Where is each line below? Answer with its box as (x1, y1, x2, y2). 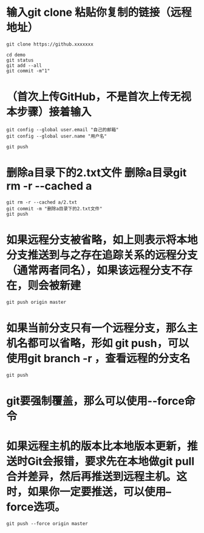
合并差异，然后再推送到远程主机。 (6, 470, 177, 484)
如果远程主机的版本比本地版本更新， (6, 439, 188, 453)
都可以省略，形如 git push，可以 (27, 336, 189, 350)
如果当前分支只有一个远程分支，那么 (6, 321, 188, 335)
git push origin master (6, 299, 67, 305)
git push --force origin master (6, 520, 88, 526)
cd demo (6, 52, 26, 58)
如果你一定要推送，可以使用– (27, 485, 172, 499)
